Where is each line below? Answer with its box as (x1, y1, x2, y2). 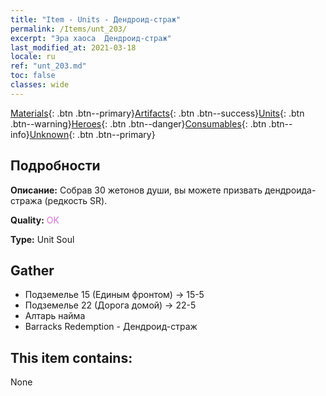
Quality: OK (10, 214, 60, 226)
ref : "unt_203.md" (10, 61, 87, 71)
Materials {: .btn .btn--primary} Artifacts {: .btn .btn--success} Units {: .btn (10, 107, 305, 119)
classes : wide (10, 80, 70, 90)
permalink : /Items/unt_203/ (10, 24, 128, 34)
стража (10, 194, 43, 206)
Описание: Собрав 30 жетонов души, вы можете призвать (10, 184, 263, 196)
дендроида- (264, 184, 317, 196)
